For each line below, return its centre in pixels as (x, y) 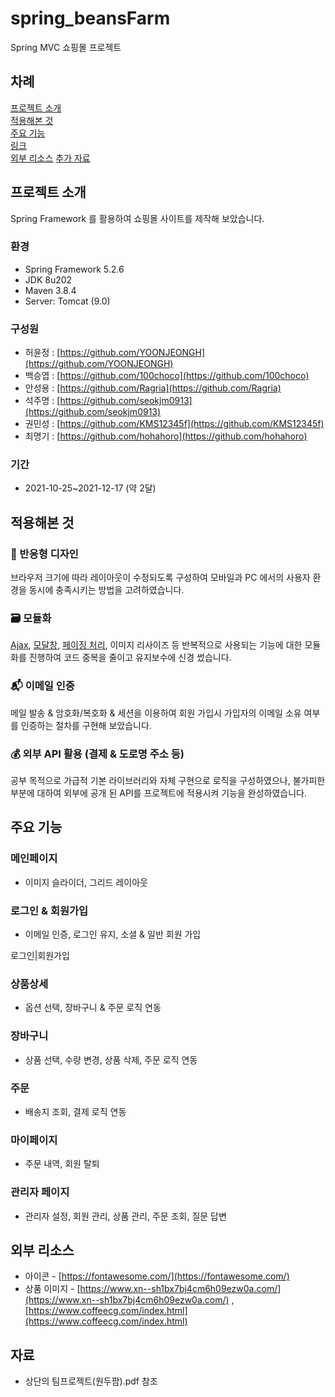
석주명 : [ (42, 401)
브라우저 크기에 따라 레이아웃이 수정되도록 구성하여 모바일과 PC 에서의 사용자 (160, 578)
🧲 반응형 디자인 (44, 554)
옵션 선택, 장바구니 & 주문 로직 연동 (93, 1008)
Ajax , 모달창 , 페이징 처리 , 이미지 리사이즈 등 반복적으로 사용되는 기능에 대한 (156, 645)
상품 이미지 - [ (52, 1289)
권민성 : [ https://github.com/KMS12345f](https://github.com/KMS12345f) (174, 424)
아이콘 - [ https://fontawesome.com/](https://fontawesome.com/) (157, 1276)
